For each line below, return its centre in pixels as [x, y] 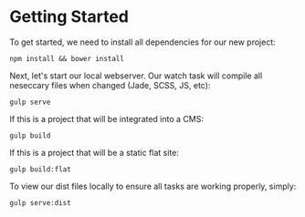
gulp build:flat [40, 169]
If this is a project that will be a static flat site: [95, 152]
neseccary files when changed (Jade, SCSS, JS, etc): [110, 85]
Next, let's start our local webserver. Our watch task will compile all [136, 76]
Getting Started [69, 17]
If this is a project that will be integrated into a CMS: [106, 119]
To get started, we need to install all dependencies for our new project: [142, 42]
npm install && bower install [67, 58]
